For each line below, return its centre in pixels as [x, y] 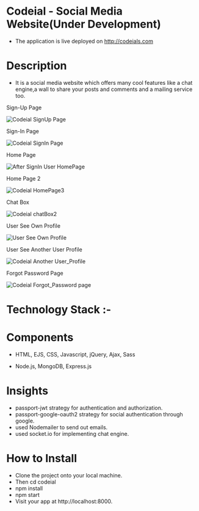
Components [40, 338]
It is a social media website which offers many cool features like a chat [104, 82]
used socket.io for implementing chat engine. [72, 433]
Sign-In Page [23, 131]
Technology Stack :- [59, 310]
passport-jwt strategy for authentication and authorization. [89, 408]
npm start [27, 495]
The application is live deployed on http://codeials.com [84, 41]
